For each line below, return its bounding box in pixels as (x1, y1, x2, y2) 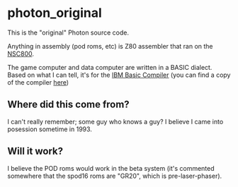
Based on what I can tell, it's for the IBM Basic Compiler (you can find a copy (7, 71, 231, 79)
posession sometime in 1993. (7, 125, 92, 133)
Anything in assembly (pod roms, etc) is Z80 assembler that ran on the (7, 42, 214, 50)
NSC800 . (7, 49, 34, 58)
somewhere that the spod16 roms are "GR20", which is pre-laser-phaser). (7, 171, 222, 180)
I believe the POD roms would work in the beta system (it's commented (7, 164, 215, 172)
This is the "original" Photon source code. (7, 28, 130, 37)
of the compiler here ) (7, 78, 69, 86)
